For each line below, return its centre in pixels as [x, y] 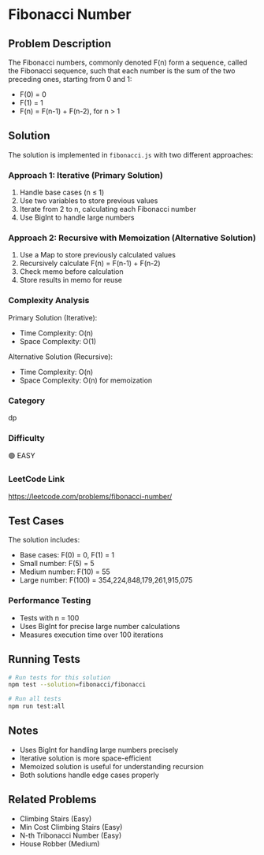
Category [27, 401]
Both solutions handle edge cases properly [89, 775]
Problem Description [60, 44]
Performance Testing [50, 601]
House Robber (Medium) [59, 843]
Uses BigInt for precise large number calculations [100, 626]
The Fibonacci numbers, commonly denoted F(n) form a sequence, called [128, 62]
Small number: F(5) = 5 [57, 564]
